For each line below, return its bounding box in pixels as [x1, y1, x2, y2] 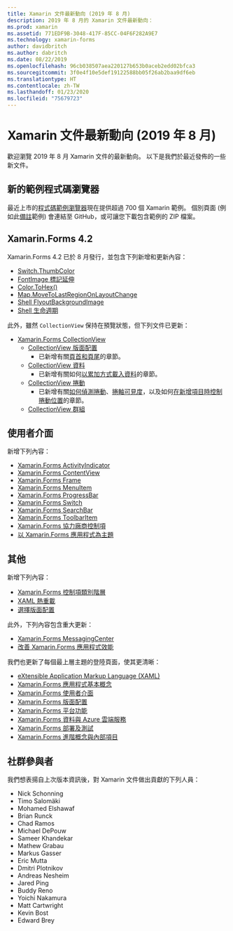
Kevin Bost [17, 909, 49, 917]
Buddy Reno [17, 886, 53, 894]
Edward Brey [17, 916, 55, 924]
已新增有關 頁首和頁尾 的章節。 [38, 352, 125, 360]
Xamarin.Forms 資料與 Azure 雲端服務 [17, 715, 127, 724]
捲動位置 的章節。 [38, 396, 88, 404]
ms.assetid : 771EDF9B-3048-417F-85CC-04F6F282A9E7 [7, 29, 158, 37]
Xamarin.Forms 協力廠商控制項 [17, 522, 106, 530]
